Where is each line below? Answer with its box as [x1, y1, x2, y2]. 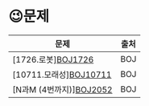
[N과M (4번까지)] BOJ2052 [12, 84, 113, 95]
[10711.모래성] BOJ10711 [12, 69, 112, 80]
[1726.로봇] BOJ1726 [12, 54, 94, 65]
